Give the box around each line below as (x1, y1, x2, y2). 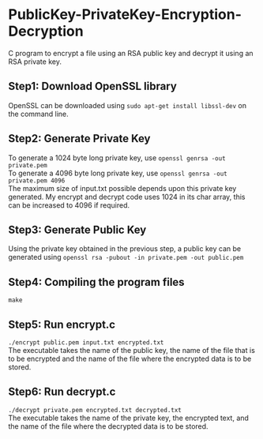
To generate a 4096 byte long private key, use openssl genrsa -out (8, 168, 227, 178)
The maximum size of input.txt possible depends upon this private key (8, 183, 237, 193)
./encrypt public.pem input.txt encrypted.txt (8, 339, 164, 347)
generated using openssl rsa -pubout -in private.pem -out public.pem (8, 253, 244, 262)
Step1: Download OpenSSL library (8, 80, 178, 93)
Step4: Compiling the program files (8, 275, 185, 289)
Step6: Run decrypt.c (8, 385, 116, 399)
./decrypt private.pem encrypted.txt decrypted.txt (8, 406, 182, 414)
